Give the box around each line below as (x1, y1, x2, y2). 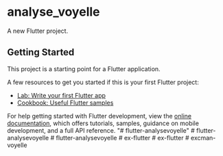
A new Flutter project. (7, 27, 69, 35)
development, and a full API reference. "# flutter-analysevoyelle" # (7, 126, 196, 134)
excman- (191, 133, 216, 142)
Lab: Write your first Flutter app (16, 91, 106, 99)
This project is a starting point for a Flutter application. (7, 64, 161, 73)
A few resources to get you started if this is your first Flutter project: (7, 78, 199, 86)
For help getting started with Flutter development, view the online (7, 112, 192, 120)
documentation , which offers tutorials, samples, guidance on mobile (7, 119, 199, 127)
